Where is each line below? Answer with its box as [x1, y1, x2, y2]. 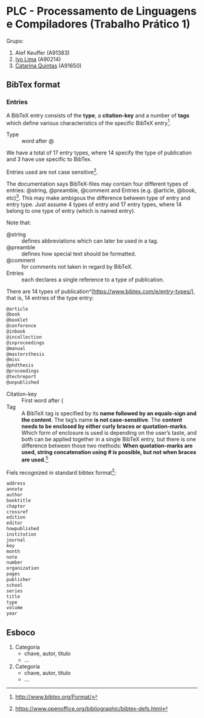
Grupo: [6, 37, 24, 44]
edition [6, 514, 26, 520]
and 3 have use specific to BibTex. [6, 156, 92, 163]
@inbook [6, 328, 26, 335]
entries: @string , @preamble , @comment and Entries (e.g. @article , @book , [6, 187, 197, 194]
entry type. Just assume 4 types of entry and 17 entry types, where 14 [6, 201, 182, 208]
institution [6, 531, 36, 537]
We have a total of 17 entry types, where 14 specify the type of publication [6, 149, 192, 156]
